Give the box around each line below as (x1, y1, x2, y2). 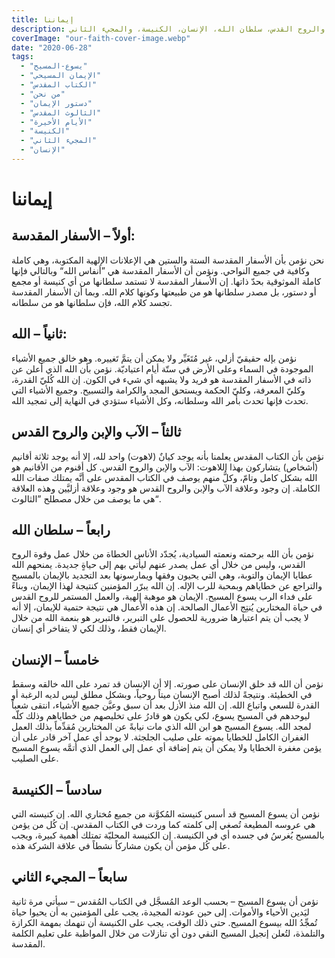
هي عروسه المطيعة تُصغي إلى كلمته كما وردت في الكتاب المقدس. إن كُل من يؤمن (11, 818, 316, 830)
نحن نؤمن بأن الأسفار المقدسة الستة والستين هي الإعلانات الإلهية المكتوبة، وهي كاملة (11, 254, 325, 266)
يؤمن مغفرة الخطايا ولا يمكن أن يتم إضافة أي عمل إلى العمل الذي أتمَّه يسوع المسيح (11, 742, 322, 754)
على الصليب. (11, 752, 59, 765)
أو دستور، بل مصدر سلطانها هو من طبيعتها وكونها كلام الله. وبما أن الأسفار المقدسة (11, 286, 317, 298)
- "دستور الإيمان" (20, 98, 93, 108)
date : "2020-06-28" (11, 42, 93, 53)
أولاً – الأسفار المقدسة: (11, 227, 136, 245)
